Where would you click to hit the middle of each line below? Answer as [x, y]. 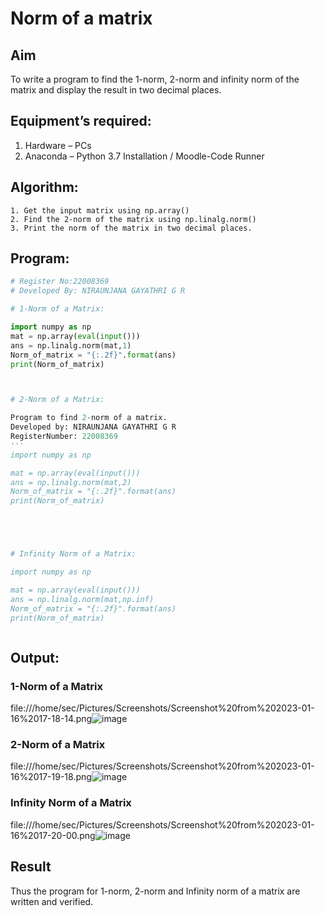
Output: [35, 657]
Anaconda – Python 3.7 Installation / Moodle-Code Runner [144, 156]
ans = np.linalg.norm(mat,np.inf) [82, 599]
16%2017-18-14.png [51, 719]
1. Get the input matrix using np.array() [100, 210]
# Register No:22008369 [60, 282]
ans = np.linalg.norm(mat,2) [71, 482]
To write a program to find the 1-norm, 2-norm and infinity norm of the [155, 79]
